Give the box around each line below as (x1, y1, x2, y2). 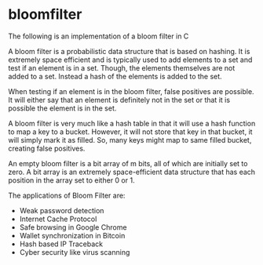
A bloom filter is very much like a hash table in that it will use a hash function (8, 118, 256, 128)
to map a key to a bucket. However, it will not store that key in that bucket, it (8, 127, 253, 136)
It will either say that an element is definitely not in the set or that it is (8, 95, 230, 104)
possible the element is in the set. (8, 103, 117, 113)
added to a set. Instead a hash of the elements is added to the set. (8, 71, 222, 81)
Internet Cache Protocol (19, 214, 97, 223)
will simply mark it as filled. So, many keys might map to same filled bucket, (8, 135, 252, 144)
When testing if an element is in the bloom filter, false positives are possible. (8, 86, 254, 96)
